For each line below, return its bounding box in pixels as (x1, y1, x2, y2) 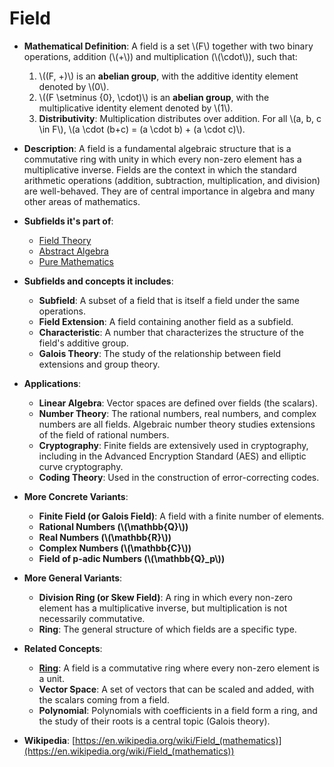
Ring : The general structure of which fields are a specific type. (38, 623, 297, 635)
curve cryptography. (38, 460, 124, 472)
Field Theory (38, 234, 92, 246)
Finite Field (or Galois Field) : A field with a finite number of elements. (38, 510, 325, 522)
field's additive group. (38, 337, 129, 349)
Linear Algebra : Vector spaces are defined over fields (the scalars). (38, 397, 318, 409)
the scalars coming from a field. (38, 693, 170, 706)
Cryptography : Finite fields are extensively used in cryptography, (38, 439, 309, 451)
